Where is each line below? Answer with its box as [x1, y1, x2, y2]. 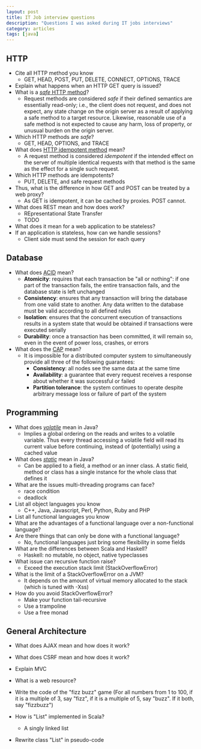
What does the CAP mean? [14, 345, 82, 352]
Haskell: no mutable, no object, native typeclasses [23, 551, 148, 558]
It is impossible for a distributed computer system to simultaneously [23, 352, 192, 359]
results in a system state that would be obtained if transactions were [23, 320, 193, 327]
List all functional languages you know [14, 513, 110, 520]
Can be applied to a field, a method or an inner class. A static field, [23, 462, 189, 469]
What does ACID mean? [14, 269, 74, 276]
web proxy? [14, 191, 44, 198]
